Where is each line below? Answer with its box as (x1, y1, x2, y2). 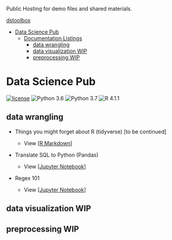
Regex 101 (14, 174, 40, 182)
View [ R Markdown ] (23, 139, 73, 146)
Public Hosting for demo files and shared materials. (6, 5, 133, 12)
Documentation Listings (23, 35, 82, 41)
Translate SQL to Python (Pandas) (14, 151, 99, 158)
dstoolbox (6, 17, 31, 23)
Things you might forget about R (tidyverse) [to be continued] (14, 128, 167, 135)
